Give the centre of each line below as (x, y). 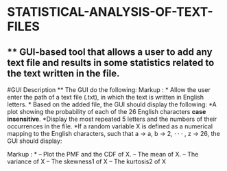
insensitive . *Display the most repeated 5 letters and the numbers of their (112, 119)
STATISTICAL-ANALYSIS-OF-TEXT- (110, 12)
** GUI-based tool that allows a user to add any (110, 52)
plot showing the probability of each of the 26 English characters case (107, 112)
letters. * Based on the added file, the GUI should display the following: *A (112, 104)
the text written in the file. (63, 73)
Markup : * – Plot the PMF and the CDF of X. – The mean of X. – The (103, 154)
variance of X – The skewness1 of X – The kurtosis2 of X (87, 161)
